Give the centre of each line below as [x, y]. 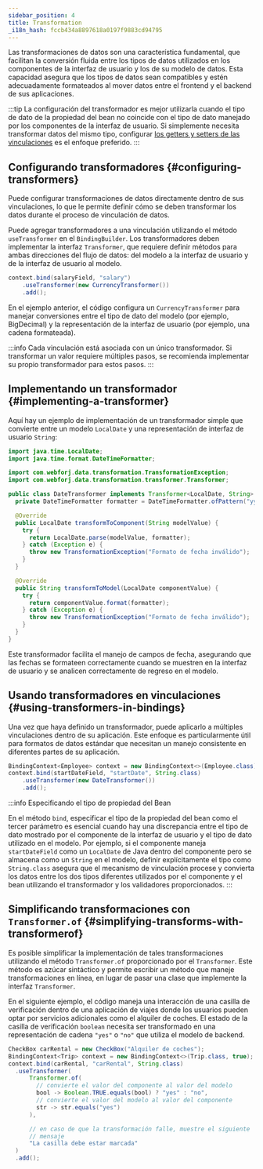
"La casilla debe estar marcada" [83, 1144]
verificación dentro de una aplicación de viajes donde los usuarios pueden [128, 1010]
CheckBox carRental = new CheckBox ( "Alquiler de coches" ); [106, 1049]
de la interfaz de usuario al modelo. [65, 264]
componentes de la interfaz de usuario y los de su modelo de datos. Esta [126, 69]
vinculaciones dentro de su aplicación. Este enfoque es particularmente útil [130, 735]
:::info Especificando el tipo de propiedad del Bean [90, 803]
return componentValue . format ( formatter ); [99, 603]
